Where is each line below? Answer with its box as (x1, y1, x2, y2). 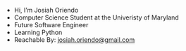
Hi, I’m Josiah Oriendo (13, 6, 79, 14)
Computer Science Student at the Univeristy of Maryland (13, 13, 180, 22)
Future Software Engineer (13, 21, 89, 29)
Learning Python (13, 28, 63, 36)
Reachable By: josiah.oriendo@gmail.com (13, 36, 135, 44)
